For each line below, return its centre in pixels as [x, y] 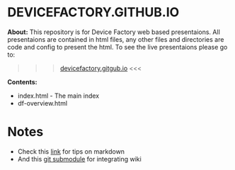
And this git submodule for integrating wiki [79, 159]
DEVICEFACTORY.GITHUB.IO [93, 12]
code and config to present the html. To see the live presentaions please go [117, 47]
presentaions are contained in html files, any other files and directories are [116, 39]
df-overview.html [42, 103]
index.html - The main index [58, 96]
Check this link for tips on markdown [71, 151]
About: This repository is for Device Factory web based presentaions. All [114, 32]
